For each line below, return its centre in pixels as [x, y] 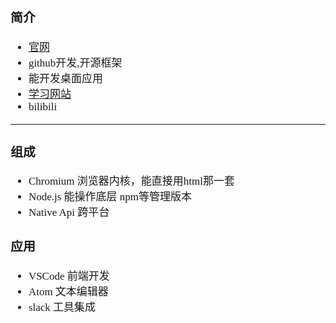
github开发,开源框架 [75, 62]
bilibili [43, 106]
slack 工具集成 [62, 307]
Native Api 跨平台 [69, 212]
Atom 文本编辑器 [68, 292]
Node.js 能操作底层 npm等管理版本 [110, 197]
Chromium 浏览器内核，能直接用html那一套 [131, 181]
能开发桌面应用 [65, 78]
